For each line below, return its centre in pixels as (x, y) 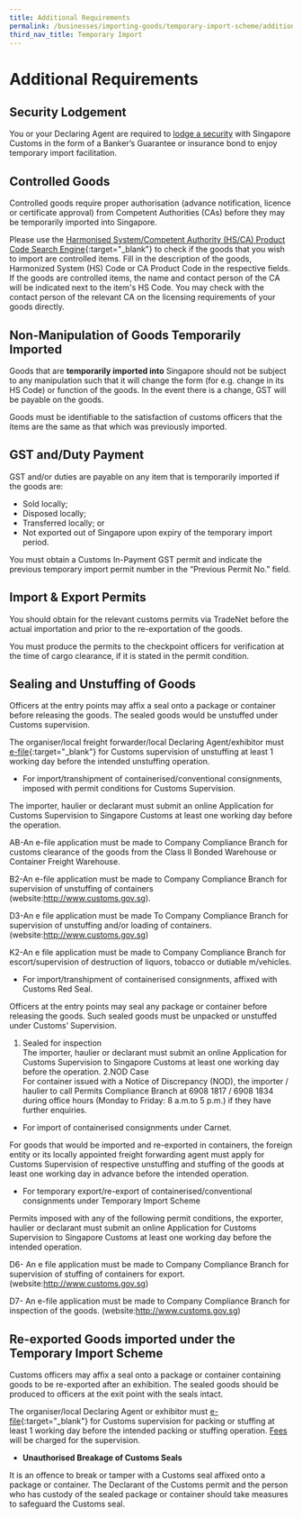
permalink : (30, 26)
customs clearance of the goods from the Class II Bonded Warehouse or (143, 852)
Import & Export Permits (78, 597)
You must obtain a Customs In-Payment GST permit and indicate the (136, 559)
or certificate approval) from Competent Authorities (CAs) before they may (147, 213)
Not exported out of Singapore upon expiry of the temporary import (147, 532)
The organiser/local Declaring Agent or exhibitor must (109, 1412)
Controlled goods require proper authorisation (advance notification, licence (150, 203)
